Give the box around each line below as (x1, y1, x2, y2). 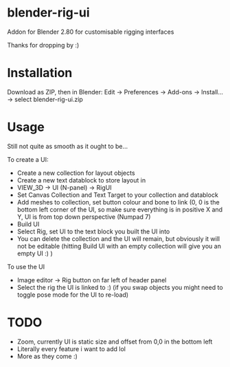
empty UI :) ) (16, 249, 53, 258)
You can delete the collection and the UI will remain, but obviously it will (16, 234, 220, 242)
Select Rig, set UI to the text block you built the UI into (16, 227, 170, 235)
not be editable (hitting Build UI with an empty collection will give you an (16, 242, 222, 250)
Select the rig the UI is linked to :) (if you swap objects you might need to (16, 283, 223, 291)
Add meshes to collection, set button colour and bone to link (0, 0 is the (16, 198, 220, 206)
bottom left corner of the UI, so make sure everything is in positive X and (16, 205, 223, 213)
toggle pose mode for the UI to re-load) (16, 291, 129, 299)
